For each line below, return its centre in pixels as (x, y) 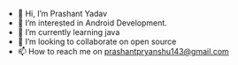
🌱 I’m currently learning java (69, 32)
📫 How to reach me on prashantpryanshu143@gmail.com (123, 51)
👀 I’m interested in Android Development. (92, 23)
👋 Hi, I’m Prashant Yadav (62, 14)
